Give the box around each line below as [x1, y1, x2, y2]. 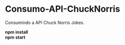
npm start [5, 34, 25, 40]
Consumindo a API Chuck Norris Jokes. [5, 20, 84, 25]
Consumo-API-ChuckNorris [5, 3, 121, 15]
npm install [5, 29, 28, 35]
